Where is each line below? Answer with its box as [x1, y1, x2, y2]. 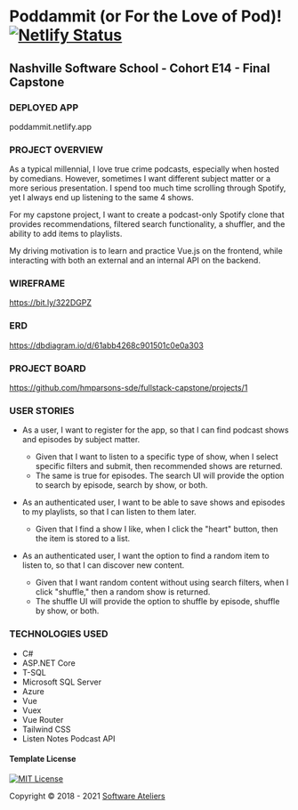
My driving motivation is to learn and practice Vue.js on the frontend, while [9, 246, 283, 256]
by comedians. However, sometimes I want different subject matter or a [9, 174, 271, 184]
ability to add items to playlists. [9, 229, 123, 239]
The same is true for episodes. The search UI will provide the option [35, 470, 285, 482]
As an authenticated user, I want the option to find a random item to [21, 550, 270, 562]
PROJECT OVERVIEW [9, 143, 104, 156]
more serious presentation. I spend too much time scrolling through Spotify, [9, 182, 286, 193]
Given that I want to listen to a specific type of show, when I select [35, 451, 278, 462]
